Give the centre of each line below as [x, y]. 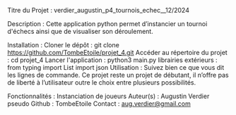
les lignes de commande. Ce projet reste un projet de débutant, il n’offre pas [118, 75]
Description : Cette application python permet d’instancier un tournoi [107, 24]
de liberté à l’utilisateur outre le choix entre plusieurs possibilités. [102, 83]
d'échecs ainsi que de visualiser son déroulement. [80, 31]
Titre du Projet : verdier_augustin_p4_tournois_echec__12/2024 [98, 10]
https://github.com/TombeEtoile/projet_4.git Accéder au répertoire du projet [117, 53]
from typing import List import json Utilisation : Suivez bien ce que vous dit [116, 67]
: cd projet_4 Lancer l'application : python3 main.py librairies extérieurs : [112, 60]
